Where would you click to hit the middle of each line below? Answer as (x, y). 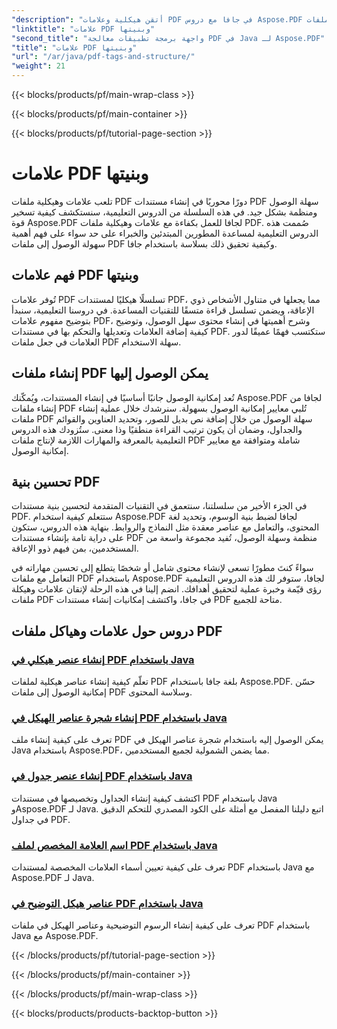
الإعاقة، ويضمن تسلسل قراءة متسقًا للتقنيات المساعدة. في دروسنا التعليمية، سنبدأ (163, 310)
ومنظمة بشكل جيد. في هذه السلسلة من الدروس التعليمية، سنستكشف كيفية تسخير (164, 212)
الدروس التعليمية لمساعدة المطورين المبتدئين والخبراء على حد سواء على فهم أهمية (165, 233)
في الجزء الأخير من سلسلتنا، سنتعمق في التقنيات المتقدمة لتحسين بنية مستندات (159, 506)
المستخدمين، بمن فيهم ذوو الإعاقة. (75, 548)
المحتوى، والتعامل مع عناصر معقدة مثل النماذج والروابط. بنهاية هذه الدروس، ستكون (165, 527)
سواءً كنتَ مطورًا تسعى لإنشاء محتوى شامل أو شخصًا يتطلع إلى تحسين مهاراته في (162, 568)
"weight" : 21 (38, 66)
